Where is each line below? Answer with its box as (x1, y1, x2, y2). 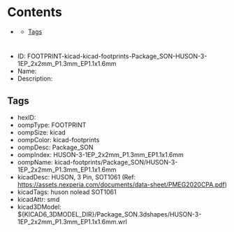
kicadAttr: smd (17, 195, 60, 203)
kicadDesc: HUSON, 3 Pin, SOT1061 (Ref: (17, 172, 136, 181)
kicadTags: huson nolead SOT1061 (17, 187, 117, 196)
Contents (7, 4, 63, 20)
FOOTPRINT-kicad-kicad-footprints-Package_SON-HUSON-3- (27, 52, 207, 60)
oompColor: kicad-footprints (17, 135, 100, 144)
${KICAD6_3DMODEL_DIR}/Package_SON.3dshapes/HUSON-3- (17, 210, 202, 218)
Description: (17, 74, 53, 83)
